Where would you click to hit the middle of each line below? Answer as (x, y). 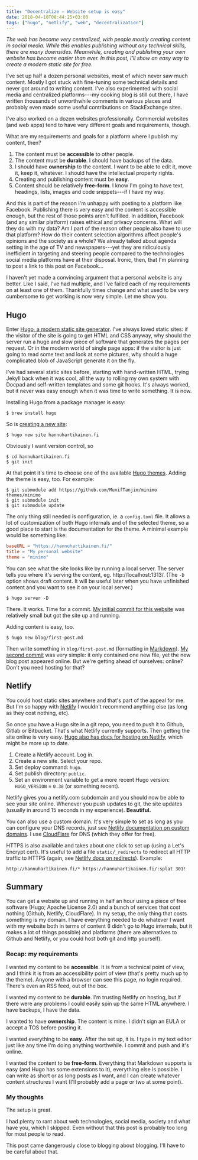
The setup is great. (29, 1110)
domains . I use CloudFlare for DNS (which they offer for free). (81, 834)
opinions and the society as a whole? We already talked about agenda (91, 241)
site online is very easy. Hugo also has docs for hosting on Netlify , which (95, 737)
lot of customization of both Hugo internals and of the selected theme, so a (98, 523)
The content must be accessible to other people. (74, 154)
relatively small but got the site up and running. (63, 615)
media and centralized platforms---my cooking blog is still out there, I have (97, 95)
